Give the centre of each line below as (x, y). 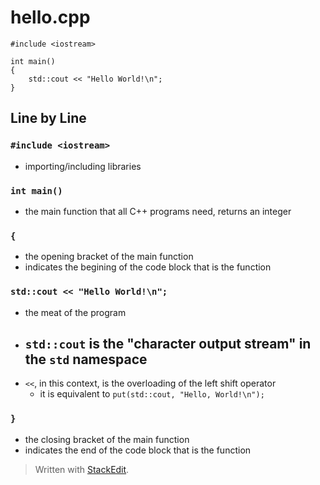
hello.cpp (50, 17)
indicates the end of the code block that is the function (138, 450)
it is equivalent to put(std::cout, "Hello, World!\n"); (152, 394)
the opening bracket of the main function (109, 257)
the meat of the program (75, 312)
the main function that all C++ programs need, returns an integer (158, 211)
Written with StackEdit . (82, 469)
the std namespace (86, 359)
